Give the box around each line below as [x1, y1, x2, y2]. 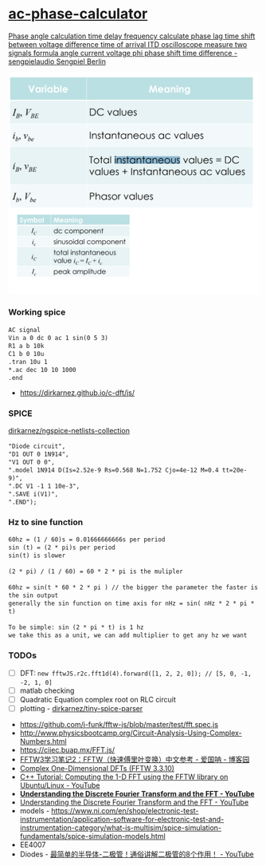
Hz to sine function [8, 516, 84, 528]
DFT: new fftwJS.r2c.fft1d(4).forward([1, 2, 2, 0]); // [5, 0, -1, [19, 668, 252, 678]
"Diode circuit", [8, 442, 66, 450]
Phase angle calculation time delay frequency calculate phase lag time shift [8, 31, 256, 41]
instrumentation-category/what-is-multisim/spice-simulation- [19, 823, 221, 832]
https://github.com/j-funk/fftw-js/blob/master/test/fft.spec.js [19, 719, 219, 729]
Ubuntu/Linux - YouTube [19, 780, 100, 790]
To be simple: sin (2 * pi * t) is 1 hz [8, 623, 145, 631]
